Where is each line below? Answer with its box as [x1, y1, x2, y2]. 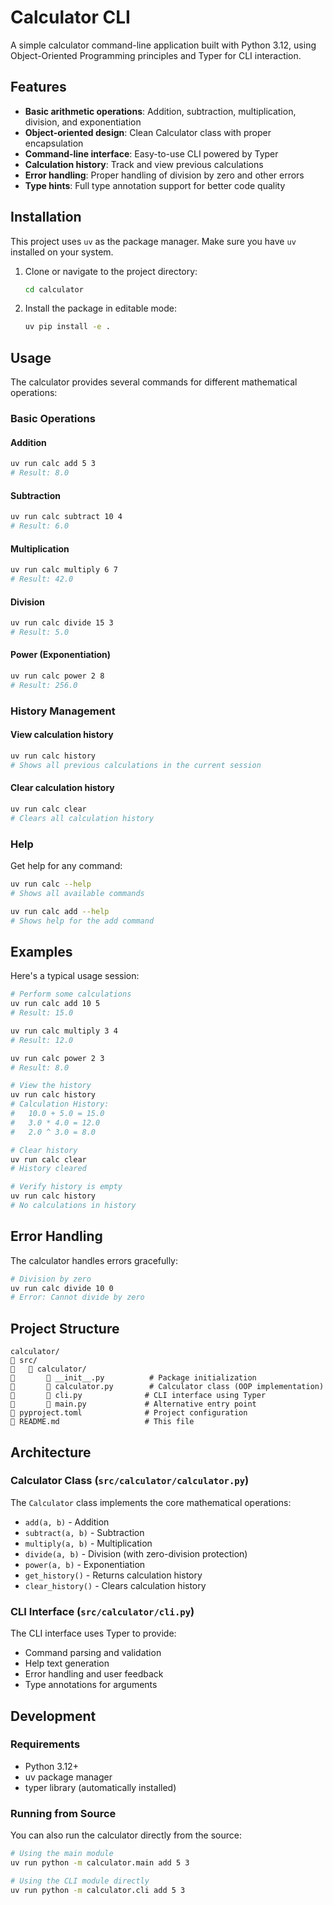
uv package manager [24, 1771, 113, 1783]
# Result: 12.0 [10, 1035, 74, 1045]
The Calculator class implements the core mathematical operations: [10, 1496, 292, 1508]
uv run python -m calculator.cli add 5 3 [10, 1885, 186, 1895]
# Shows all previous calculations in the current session [10, 760, 262, 770]
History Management [10, 704, 116, 718]
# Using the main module [10, 1849, 114, 1859]
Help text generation [24, 1657, 110, 1670]
